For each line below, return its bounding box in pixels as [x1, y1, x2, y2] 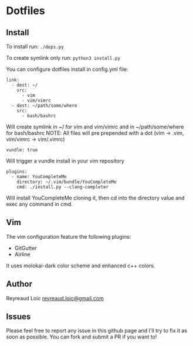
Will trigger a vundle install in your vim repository [6, 157, 125, 164]
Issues [6, 312, 31, 322]
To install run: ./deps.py [6, 43, 64, 50]
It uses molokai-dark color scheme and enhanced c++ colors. [6, 262, 155, 269]
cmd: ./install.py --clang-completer [16, 184, 109, 190]
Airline [14, 250, 31, 257]
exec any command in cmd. [6, 201, 73, 208]
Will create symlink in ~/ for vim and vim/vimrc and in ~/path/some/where [6, 123, 184, 130]
